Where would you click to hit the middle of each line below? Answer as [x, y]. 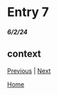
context [24, 54]
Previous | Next [29, 71]
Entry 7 [28, 12]
